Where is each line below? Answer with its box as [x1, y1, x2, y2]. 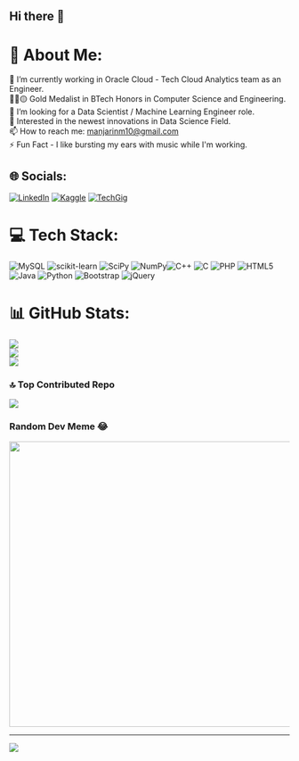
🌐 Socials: [9, 169, 68, 184]
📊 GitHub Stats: [9, 303, 131, 324]
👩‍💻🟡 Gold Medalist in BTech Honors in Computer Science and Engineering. [9, 94, 287, 104]
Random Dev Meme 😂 [9, 420, 109, 433]
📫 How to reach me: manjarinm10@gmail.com [9, 126, 180, 136]
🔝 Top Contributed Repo [9, 378, 116, 391]
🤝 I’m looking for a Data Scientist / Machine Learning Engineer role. [9, 106, 255, 117]
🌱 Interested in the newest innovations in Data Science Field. [9, 116, 231, 127]
